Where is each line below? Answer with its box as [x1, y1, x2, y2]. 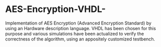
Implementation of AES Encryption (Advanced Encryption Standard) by [5, 20, 151, 26]
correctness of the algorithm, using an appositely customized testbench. [5, 36, 155, 42]
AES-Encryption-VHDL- [5, 3, 106, 15]
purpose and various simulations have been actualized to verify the [5, 30, 144, 36]
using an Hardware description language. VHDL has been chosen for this [5, 25, 156, 31]
